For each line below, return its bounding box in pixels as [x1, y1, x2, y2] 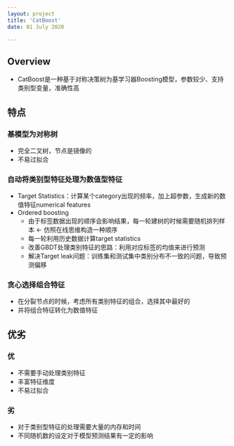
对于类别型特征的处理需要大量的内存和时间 [17, 423, 141, 431]
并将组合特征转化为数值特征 [17, 306, 98, 315]
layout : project [7, 10, 55, 18]
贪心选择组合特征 [7, 280, 65, 290]
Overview [7, 55, 51, 67]
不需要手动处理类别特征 [17, 369, 86, 377]
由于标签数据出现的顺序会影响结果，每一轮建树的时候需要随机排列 [27, 217, 219, 225]
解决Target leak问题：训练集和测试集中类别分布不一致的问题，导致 [27, 252, 221, 261]
